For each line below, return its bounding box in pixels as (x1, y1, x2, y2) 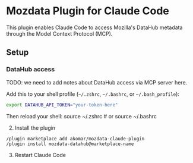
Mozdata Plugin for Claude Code (6, 4, 169, 18)
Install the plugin (14, 124, 55, 131)
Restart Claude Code (14, 151, 67, 158)
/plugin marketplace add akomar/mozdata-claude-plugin (6, 136, 145, 142)
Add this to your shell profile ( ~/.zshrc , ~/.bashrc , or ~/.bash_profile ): (6, 90, 180, 98)
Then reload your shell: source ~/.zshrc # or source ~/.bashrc (6, 112, 157, 120)
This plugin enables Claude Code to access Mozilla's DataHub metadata (6, 24, 183, 31)
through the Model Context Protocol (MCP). (6, 30, 113, 37)
